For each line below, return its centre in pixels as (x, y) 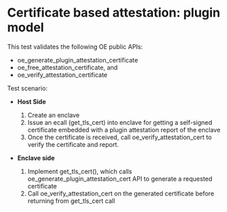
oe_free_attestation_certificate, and (67, 67)
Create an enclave (53, 115)
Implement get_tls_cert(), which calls (80, 171)
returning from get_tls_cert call (71, 201)
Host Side (31, 101)
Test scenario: (27, 88)
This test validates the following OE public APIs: (75, 46)
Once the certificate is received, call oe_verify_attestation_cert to (120, 137)
